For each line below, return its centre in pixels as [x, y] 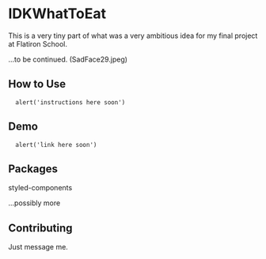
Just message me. [38, 247]
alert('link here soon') [56, 145]
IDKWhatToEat [57, 14]
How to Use [37, 84]
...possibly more [34, 203]
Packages [33, 169]
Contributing [40, 228]
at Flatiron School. [38, 43]
